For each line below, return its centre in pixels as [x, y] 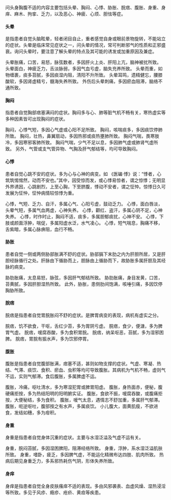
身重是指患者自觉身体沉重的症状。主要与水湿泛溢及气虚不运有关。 [74, 437]
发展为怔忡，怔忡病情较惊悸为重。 [41, 193]
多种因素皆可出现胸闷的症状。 [36, 119]
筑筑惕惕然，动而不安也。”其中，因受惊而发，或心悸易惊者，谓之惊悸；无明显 [85, 180]
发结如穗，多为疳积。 [36, 413]
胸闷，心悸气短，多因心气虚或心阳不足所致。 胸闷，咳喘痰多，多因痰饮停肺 [84, 130]
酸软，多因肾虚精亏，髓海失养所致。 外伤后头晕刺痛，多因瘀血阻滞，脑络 [82, 81]
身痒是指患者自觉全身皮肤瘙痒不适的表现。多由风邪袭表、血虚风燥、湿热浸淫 [85, 486]
